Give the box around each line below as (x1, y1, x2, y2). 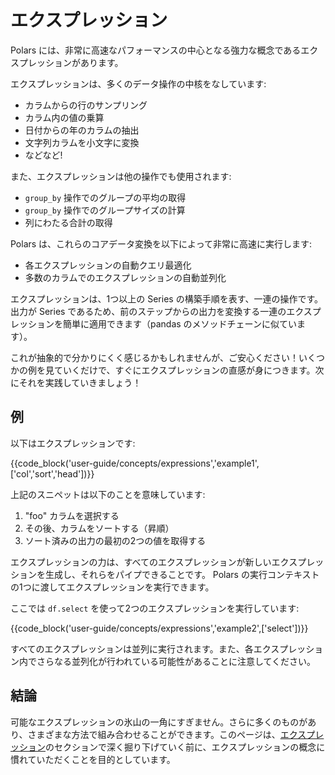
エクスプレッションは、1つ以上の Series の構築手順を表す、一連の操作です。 (10, 292, 324, 305)
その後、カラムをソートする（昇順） (24, 522, 175, 534)
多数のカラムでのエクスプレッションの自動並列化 (24, 271, 227, 283)
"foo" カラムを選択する (24, 509, 120, 521)
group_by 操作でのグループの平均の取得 (24, 191, 187, 203)
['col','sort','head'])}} (10, 467, 95, 480)
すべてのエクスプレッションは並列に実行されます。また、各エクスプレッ (10, 642, 307, 655)
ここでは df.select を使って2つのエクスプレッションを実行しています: (10, 602, 300, 614)
